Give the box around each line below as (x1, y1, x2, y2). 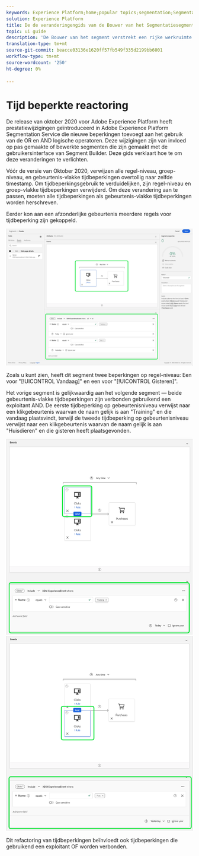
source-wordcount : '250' (6, 59, 68, 65)
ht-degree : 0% (6, 66, 41, 72)
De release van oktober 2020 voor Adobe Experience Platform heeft (6, 118, 173, 125)
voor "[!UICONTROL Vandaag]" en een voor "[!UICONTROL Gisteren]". (6, 378, 178, 385)
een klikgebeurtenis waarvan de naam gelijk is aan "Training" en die (6, 408, 172, 416)
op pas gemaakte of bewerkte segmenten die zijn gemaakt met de (6, 143, 168, 151)
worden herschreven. (6, 199, 58, 206)
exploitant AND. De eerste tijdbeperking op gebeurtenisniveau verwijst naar (6, 402, 191, 409)
